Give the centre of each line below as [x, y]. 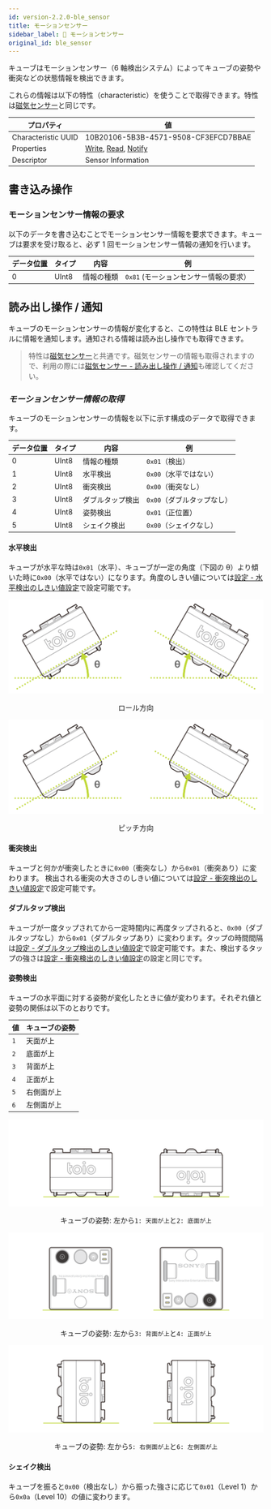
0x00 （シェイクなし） [182, 525]
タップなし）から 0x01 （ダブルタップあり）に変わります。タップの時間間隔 [139, 938]
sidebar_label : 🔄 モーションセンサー [66, 34]
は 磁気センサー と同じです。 [54, 105]
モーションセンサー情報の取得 [66, 399]
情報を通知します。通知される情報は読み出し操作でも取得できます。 [135, 338]
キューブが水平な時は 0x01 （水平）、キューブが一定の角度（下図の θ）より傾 [133, 567]
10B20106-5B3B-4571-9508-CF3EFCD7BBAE [168, 137]
